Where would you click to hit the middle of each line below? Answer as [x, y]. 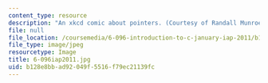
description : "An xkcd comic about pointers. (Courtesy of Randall [123, 23]
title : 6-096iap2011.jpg [49, 60]
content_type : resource [48, 15]
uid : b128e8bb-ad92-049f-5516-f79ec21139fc [82, 67]
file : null [26, 30]
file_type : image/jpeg [46, 45]
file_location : [33, 38]
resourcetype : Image [43, 52]
